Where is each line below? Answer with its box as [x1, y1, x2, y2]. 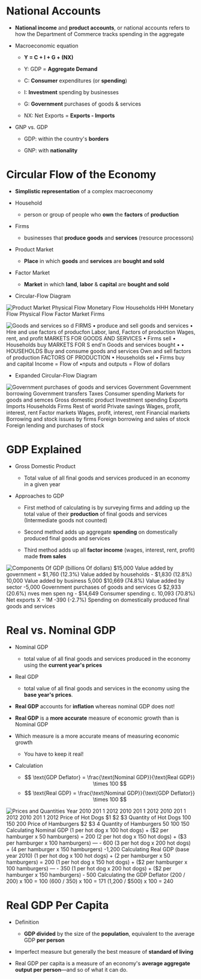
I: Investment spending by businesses [23, 88, 119, 95]
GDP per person [23, 936, 65, 944]
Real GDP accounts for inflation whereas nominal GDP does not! [14, 702, 175, 709]
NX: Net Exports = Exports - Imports [23, 112, 115, 119]
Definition [14, 918, 39, 926]
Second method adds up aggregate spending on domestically [23, 528, 178, 535]
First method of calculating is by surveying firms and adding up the [23, 504, 190, 511]
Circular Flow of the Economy [6, 168, 157, 181]
